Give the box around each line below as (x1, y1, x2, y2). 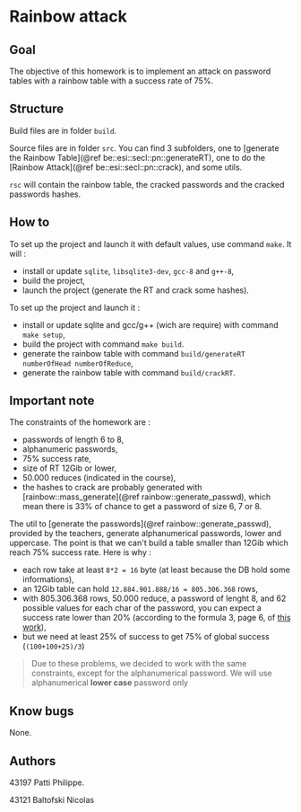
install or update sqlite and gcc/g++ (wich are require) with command (21, 319, 279, 330)
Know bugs (9, 703, 74, 719)
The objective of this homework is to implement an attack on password (9, 66, 271, 76)
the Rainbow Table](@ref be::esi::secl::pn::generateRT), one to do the (9, 152, 266, 163)
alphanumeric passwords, (21, 444, 118, 455)
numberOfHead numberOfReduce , (21, 357, 134, 368)
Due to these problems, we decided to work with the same (30, 658, 247, 669)
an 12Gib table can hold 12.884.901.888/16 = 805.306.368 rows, (21, 584, 258, 595)
